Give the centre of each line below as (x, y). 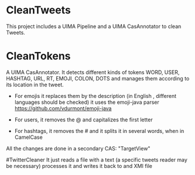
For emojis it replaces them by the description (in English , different (95, 96)
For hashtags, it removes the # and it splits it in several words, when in (99, 131)
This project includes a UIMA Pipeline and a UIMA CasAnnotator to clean (94, 26)
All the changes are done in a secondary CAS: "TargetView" (78, 148)
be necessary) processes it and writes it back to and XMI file (79, 166)
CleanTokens (39, 56)
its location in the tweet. (35, 85)
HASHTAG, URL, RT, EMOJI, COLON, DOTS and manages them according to (98, 78)
